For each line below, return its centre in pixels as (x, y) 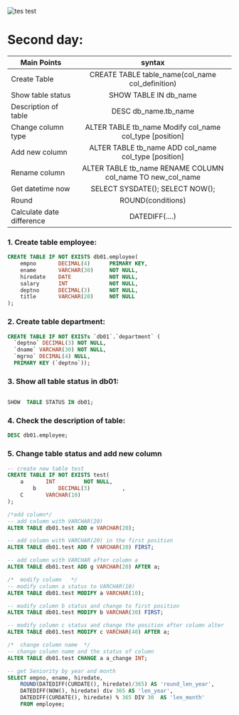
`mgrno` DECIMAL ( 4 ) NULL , (52, 357)
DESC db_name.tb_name (153, 111)
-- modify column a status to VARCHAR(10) (71, 586)
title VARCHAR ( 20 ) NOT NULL (78, 297)
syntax (153, 62)
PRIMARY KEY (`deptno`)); (52, 363)
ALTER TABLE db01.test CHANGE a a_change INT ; (78, 658)
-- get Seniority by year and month (62, 671)
